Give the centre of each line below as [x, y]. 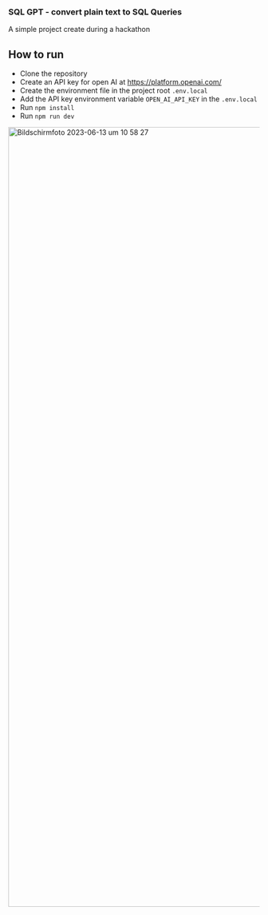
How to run [36, 54]
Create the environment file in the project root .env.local [114, 91]
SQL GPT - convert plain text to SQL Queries [95, 12]
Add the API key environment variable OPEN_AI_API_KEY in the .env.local [138, 99]
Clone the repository [53, 73]
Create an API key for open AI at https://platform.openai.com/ [120, 82]
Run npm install [47, 108]
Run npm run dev [47, 116]
